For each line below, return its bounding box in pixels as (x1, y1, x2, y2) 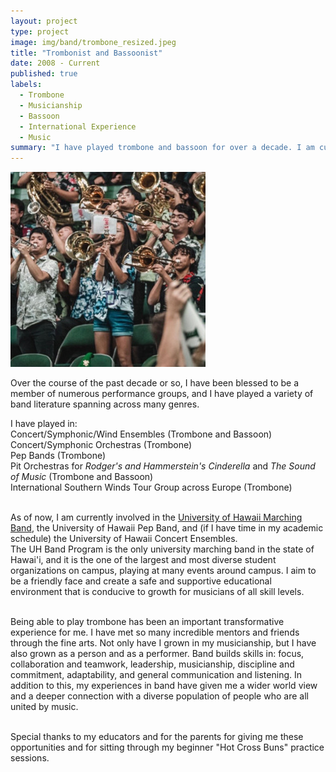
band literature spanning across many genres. (10, 398, 200, 410)
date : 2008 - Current (10, 58, 101, 69)
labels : (10, 80, 43, 90)
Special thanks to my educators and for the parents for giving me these (10, 731, 304, 743)
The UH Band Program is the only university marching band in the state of (10, 543, 315, 555)
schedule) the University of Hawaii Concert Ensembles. (10, 533, 238, 545)
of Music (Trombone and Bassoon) (10, 471, 154, 483)
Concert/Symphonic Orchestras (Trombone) (10, 439, 193, 451)
